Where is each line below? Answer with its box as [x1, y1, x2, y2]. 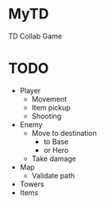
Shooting [31, 111, 62, 121]
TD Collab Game [8, 31, 62, 41]
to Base [43, 137, 69, 146]
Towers [19, 179, 45, 189]
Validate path [31, 170, 76, 180]
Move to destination [31, 128, 97, 138]
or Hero [43, 145, 69, 154]
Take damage [31, 154, 77, 163]
